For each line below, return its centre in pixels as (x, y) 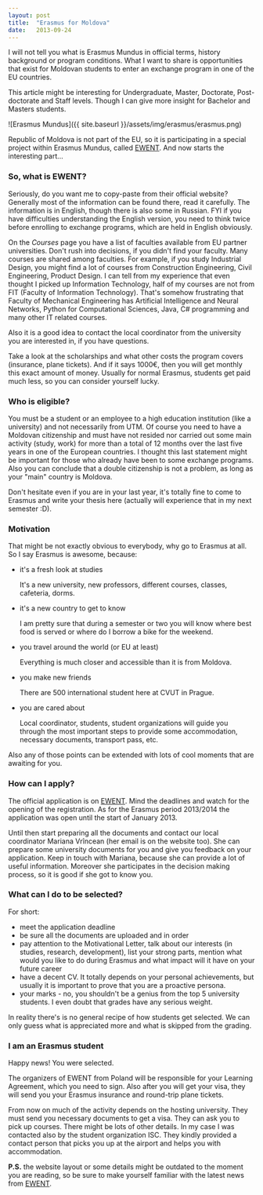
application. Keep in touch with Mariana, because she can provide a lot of (126, 858)
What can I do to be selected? (65, 894)
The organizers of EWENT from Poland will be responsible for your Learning (130, 1078)
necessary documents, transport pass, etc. (89, 740)
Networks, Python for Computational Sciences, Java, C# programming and (129, 309)
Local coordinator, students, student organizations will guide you (124, 723)
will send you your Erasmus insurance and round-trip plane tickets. (116, 1095)
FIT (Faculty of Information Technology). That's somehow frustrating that (126, 292)
